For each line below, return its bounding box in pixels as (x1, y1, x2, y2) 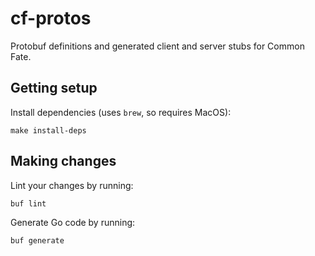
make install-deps (10, 125, 87, 136)
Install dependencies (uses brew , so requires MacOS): (10, 106, 232, 118)
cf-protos (10, 7, 92, 30)
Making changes (10, 153, 117, 170)
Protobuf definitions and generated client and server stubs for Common (10, 40, 305, 52)
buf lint (10, 198, 47, 209)
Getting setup (10, 80, 98, 97)
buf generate (10, 235, 65, 246)
